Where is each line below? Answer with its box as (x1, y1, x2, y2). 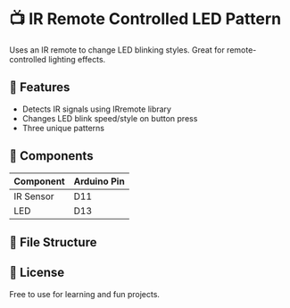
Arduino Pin (73, 175, 125, 187)
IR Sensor (13, 190, 54, 203)
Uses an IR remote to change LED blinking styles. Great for (9, 44, 225, 55)
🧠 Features (9, 79, 70, 96)
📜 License (9, 265, 65, 280)
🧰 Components (9, 148, 94, 163)
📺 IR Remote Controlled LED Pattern (9, 9, 282, 29)
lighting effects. (48, 54, 106, 64)
